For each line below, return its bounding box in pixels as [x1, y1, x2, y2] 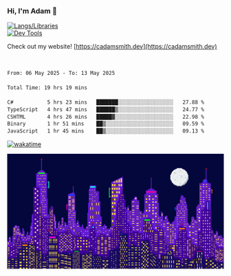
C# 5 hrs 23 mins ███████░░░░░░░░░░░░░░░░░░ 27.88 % [7, 99, 205, 106]
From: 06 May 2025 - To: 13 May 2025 [7, 70, 115, 77]
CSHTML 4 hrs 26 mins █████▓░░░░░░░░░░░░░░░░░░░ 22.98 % [7, 113, 205, 120]
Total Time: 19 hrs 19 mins [7, 84, 88, 91]
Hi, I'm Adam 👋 [7, 6, 57, 16]
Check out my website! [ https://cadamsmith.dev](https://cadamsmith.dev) [7, 43, 218, 51]
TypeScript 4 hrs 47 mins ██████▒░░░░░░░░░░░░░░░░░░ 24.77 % [7, 106, 205, 113]
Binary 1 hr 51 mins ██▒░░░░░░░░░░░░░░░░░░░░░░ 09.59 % [7, 120, 205, 128]
